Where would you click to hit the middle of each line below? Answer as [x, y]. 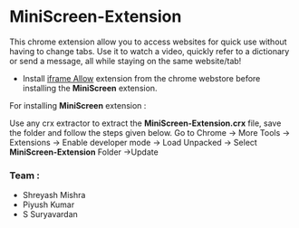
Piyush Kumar [48, 204]
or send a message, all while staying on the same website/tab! [125, 61]
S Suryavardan [50, 214]
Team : [25, 176]
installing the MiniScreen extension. [90, 88]
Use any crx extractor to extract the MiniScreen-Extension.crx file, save [145, 123]
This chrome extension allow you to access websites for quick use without [148, 42]
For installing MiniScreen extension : [78, 105]
